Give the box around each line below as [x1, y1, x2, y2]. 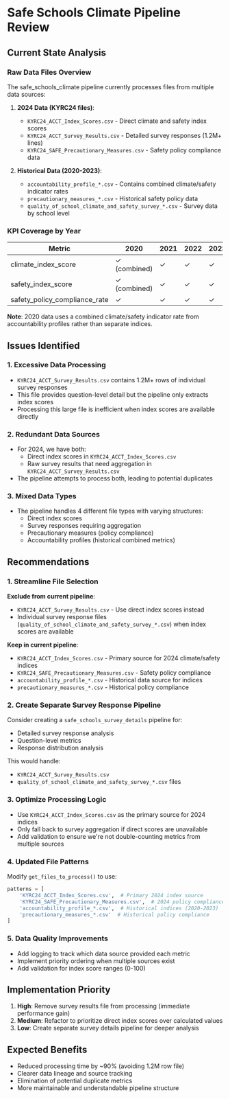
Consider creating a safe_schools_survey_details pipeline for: [7, 716, 183, 724]
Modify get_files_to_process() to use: [7, 872, 118, 881]
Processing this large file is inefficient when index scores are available [16, 405, 216, 413]
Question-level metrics [16, 737, 81, 745]
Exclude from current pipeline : [7, 592, 96, 601]
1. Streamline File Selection [7, 577, 99, 586]
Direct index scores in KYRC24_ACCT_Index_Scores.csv [27, 452, 177, 461]
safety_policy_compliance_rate [10, 295, 109, 305]
